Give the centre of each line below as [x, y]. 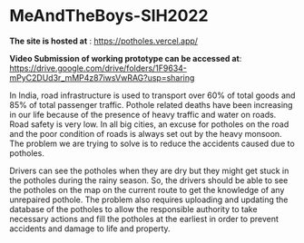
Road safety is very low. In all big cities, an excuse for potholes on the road [149, 124]
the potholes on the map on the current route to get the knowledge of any [147, 190]
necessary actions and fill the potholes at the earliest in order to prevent [144, 219]
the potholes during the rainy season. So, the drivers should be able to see [149, 180]
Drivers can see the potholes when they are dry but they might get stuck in [149, 170]
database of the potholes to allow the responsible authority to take [133, 209]
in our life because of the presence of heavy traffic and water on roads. [143, 114]
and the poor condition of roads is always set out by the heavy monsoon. [146, 133]
